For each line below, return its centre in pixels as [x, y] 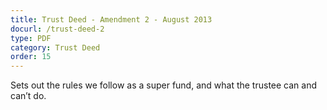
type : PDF [31, 38]
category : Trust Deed [55, 47]
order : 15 [31, 57]
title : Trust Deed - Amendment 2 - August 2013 [111, 19]
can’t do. [28, 96]
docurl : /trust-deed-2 [57, 29]
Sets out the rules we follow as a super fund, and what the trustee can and [163, 85]
